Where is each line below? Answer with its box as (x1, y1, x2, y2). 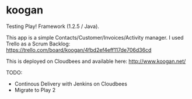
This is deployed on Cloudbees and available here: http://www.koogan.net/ (6, 58, 186, 65)
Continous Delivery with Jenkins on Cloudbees (14, 80, 127, 87)
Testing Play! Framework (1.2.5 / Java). (6, 23, 99, 30)
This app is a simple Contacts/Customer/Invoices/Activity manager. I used (6, 34, 184, 41)
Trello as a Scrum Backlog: (6, 40, 71, 47)
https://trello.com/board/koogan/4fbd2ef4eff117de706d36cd (6, 46, 152, 53)
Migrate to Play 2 (14, 86, 56, 93)
